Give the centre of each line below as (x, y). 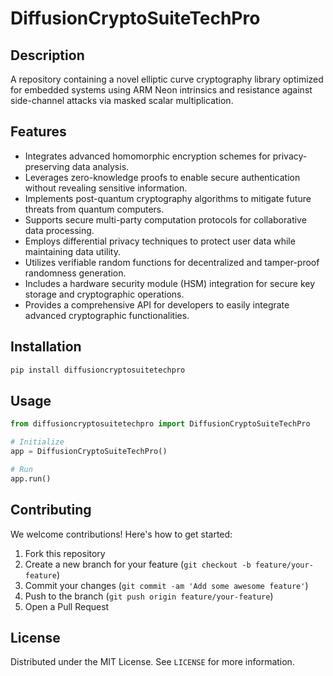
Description (47, 55)
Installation (46, 347)
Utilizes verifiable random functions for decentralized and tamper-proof (172, 262)
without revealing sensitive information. (106, 188)
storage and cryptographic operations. (104, 294)
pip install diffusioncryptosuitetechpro (98, 370)
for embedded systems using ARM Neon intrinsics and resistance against (161, 90)
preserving (47, 166)
